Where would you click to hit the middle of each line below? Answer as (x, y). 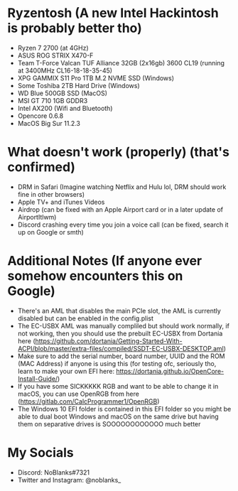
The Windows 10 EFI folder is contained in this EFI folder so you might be (124, 409)
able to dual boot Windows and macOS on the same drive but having (118, 416)
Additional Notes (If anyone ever (105, 261)
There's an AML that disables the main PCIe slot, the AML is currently (119, 311)
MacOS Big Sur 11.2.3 (49, 123)
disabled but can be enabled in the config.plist (86, 318)
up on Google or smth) (50, 232)
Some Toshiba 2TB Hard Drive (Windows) (79, 85)
